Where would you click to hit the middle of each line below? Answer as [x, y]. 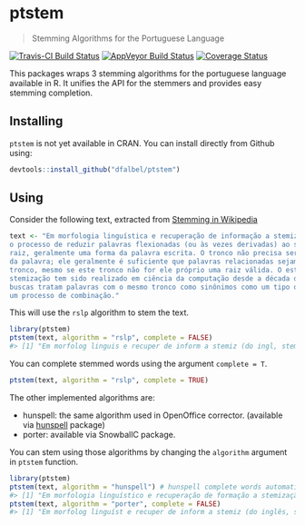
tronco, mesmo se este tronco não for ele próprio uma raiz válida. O [146, 270]
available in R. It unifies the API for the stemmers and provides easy [136, 83]
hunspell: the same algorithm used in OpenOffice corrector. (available [152, 415]
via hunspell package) [64, 424]
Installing [36, 121]
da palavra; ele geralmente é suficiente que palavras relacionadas [142, 262]
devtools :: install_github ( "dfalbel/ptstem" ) [95, 169]
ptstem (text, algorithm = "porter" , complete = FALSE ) [115, 504]
